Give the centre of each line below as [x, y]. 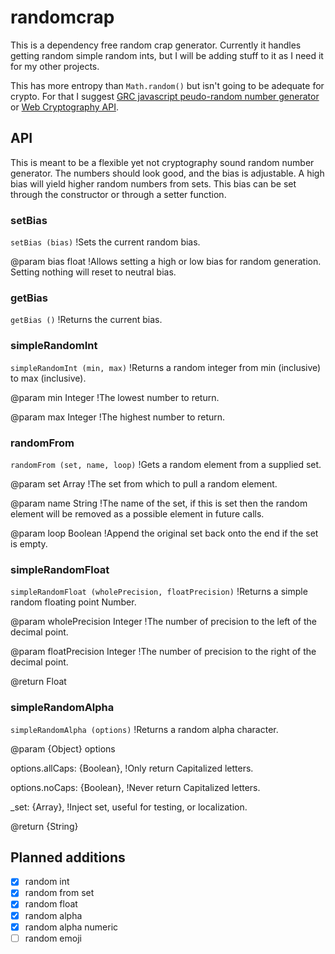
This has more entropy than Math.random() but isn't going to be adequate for [167, 85]
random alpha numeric [71, 927]
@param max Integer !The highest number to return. [118, 417]
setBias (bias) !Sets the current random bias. [105, 242]
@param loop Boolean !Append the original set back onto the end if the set [164, 533]
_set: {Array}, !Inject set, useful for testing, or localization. [129, 807]
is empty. [29, 543]
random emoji [53, 938]
